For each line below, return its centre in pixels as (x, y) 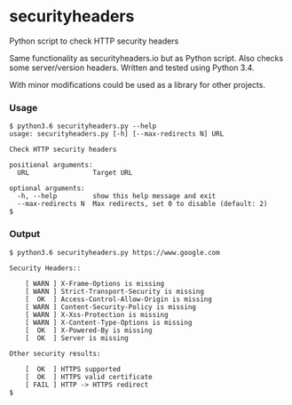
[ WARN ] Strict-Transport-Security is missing (114, 291)
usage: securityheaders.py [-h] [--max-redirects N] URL (117, 134)
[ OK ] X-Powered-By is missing (89, 330)
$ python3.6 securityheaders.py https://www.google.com (114, 252)
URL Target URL (75, 173)
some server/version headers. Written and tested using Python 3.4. (132, 67)
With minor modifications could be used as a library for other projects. (138, 84)
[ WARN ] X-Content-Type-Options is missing (109, 322)
